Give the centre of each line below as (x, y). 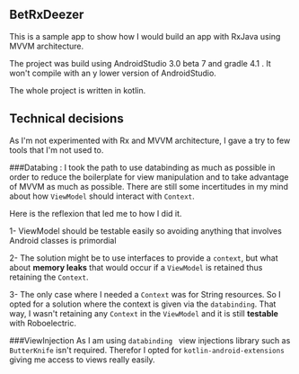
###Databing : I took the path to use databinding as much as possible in (142, 167)
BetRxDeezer (47, 15)
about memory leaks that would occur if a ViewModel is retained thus (136, 267)
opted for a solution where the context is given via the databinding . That (143, 304)
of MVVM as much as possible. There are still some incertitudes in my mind (149, 186)
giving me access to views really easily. (82, 360)
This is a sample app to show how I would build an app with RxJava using (145, 36)
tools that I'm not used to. (57, 150)
